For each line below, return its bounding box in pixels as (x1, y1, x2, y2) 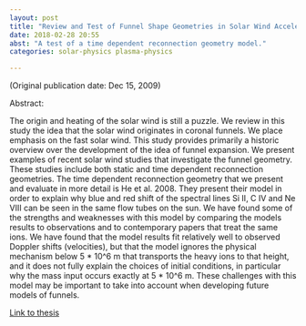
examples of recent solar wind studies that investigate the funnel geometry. (9, 154, 293, 165)
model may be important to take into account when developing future (9, 280, 270, 291)
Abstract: (9, 97, 44, 109)
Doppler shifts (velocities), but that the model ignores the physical (9, 241, 257, 252)
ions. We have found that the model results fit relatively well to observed (9, 231, 280, 242)
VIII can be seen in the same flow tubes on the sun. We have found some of (9, 202, 293, 214)
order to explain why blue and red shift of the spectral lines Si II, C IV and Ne (9, 193, 296, 204)
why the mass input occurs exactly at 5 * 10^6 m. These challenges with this (9, 270, 297, 281)
